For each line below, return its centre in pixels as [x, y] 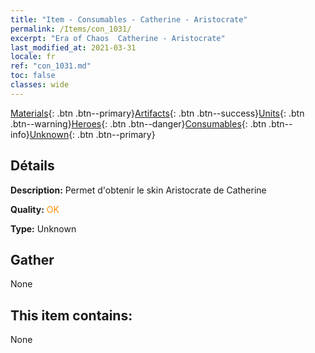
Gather [32, 259]
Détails [32, 166]
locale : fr [33, 57]
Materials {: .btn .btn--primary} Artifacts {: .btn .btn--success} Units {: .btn [157, 113]
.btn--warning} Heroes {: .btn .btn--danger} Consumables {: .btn [138, 123]
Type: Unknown [43, 228]
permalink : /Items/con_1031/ [71, 29]
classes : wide [40, 85]
